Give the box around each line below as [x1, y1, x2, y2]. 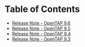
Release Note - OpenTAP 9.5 [11, 25, 71, 31]
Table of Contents [4, 3, 80, 15]
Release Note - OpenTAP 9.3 [11, 36, 71, 42]
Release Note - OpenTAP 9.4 [11, 30, 71, 36]
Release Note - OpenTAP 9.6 [11, 20, 71, 26]
